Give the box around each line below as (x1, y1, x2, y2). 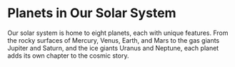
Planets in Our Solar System (7, 5, 176, 21)
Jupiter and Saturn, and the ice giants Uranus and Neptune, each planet (7, 43, 219, 52)
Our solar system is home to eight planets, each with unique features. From (7, 29, 229, 37)
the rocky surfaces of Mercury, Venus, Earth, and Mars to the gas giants (7, 36, 220, 44)
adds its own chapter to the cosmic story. (7, 51, 129, 60)
